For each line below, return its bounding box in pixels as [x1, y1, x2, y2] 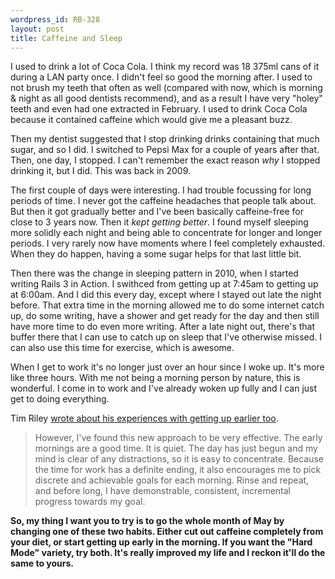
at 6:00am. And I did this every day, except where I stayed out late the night [10, 289, 322, 301]
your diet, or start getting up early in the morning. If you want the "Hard [10, 536, 313, 548]
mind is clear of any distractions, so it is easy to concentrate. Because [34, 453, 325, 465]
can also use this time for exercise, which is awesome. [10, 342, 235, 354]
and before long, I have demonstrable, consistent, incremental [34, 485, 291, 497]
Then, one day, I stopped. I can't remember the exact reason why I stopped [10, 154, 321, 166]
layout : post [10, 24, 65, 34]
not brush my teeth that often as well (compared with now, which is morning [10, 82, 323, 94]
